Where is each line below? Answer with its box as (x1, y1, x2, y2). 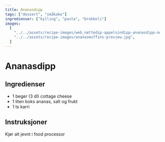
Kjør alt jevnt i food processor (5, 131, 65, 137)
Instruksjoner (5, 118, 48, 126)
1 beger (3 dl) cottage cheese (12, 93, 72, 99)
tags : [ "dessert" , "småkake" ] (5, 12, 67, 17)
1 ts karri (12, 104, 30, 109)
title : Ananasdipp (5, 7, 43, 12)
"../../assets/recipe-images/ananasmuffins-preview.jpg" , (14, 35, 135, 40)
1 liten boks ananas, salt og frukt (12, 98, 78, 104)
